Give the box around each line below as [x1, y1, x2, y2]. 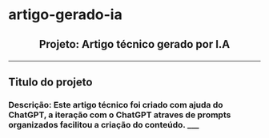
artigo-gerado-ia [8, 6, 122, 24]
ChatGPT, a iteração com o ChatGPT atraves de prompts [8, 109, 231, 120]
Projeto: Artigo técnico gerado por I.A [38, 37, 231, 51]
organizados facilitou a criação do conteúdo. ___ [8, 119, 199, 130]
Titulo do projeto [8, 75, 93, 89]
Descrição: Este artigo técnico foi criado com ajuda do [8, 99, 223, 110]
